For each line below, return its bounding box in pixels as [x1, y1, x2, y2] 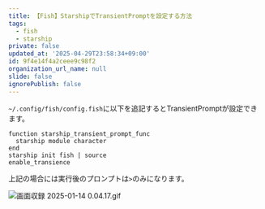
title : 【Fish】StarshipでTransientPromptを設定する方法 [8, 11, 193, 20]
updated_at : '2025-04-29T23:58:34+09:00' [8, 50, 151, 58]
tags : [8, 20, 27, 28]
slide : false [8, 72, 53, 81]
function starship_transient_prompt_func [8, 129, 151, 138]
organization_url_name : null [8, 65, 107, 73]
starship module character [15, 137, 107, 145]
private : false [8, 42, 60, 50]
